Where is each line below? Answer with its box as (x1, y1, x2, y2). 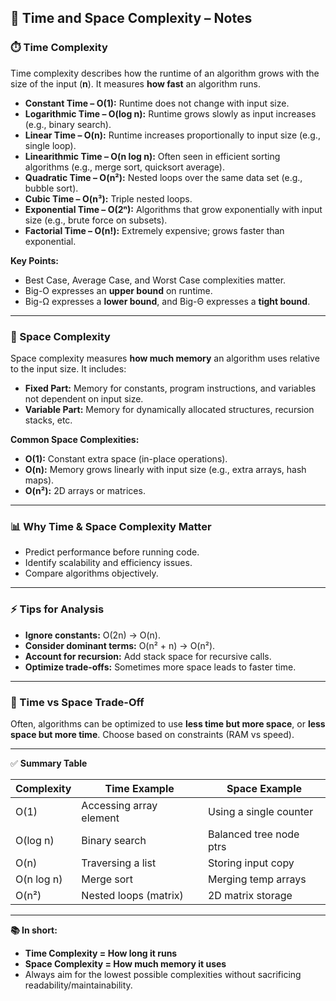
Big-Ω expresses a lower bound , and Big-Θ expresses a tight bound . (24, 295, 311, 307)
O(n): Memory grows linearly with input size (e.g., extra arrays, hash (24, 463, 307, 475)
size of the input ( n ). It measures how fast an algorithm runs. (10, 77, 261, 90)
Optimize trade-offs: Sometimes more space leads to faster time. (24, 661, 297, 673)
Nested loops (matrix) (81, 888, 184, 902)
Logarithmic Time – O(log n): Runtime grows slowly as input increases (24, 107, 317, 120)
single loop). (24, 139, 77, 151)
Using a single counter (207, 804, 314, 818)
